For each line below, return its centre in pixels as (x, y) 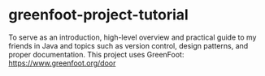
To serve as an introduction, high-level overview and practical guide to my (132, 37)
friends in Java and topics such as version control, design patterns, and (128, 45)
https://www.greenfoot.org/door (62, 63)
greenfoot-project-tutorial (98, 15)
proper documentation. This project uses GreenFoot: (96, 54)
